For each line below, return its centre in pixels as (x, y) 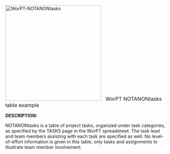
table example (22, 105)
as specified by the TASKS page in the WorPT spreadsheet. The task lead (82, 131)
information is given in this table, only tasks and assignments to (91, 142)
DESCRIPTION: (21, 116)
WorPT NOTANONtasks (134, 99)
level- (158, 136)
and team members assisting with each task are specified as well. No (78, 136)
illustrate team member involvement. (44, 147)
